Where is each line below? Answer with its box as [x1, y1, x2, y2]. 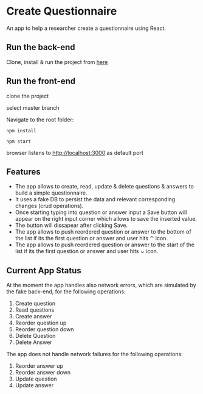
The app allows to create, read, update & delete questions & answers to [15, 183, 194, 190]
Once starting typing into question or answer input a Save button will [15, 209, 187, 216]
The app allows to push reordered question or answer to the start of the [15, 241, 194, 248]
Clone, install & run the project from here [6, 58, 108, 65]
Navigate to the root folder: [6, 116, 74, 123]
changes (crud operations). [15, 202, 84, 210]
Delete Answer [15, 338, 53, 346]
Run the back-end [6, 42, 75, 52]
